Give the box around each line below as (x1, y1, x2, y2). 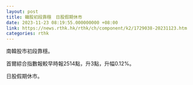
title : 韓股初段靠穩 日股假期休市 (6, 14, 83, 20)
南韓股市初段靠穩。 (6, 48, 53, 55)
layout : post (6, 8, 39, 15)
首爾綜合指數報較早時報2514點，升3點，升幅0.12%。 (6, 60, 135, 67)
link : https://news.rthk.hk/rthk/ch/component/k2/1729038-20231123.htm (6, 25, 187, 31)
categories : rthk (6, 31, 49, 37)
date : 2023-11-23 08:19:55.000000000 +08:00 (6, 19, 118, 25)
